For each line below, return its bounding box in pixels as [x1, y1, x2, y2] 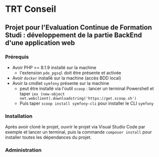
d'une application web [5, 39, 75, 47]
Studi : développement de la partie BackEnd [5, 31, 142, 39]
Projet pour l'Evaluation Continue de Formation [5, 23, 152, 32]
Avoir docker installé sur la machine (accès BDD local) [12, 75, 122, 81]
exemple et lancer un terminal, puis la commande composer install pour [5, 129, 152, 135]
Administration [5, 147, 42, 154]
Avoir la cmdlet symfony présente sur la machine [12, 80, 109, 86]
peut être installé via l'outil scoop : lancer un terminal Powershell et [19, 85, 154, 91]
